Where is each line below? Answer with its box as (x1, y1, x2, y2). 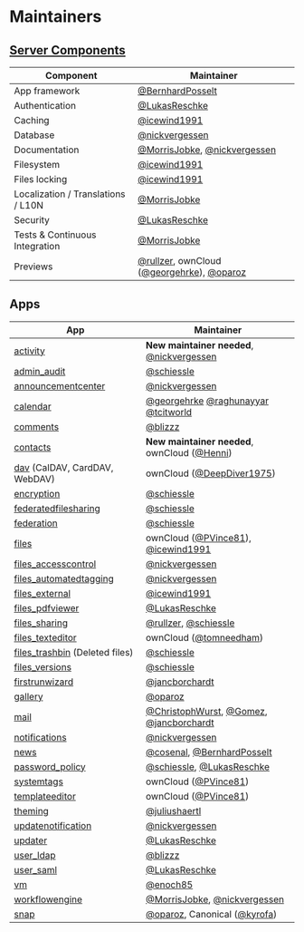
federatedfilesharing (14, 501, 101, 514)
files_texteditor (14, 631, 77, 644)
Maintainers (9, 6, 102, 27)
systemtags (14, 775, 63, 788)
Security (14, 214, 50, 226)
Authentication (14, 100, 77, 112)
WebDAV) (14, 472, 56, 485)
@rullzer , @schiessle (145, 616, 235, 629)
